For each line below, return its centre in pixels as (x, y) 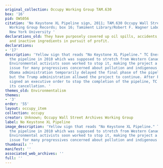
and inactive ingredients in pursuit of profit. (59, 41)
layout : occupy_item (26, 109)
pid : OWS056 (17, 18)
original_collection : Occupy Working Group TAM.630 (58, 9)
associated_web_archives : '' (34, 153)
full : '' (14, 158)
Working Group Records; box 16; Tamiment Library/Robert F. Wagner (79, 28)
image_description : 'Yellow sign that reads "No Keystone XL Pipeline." (80, 126)
